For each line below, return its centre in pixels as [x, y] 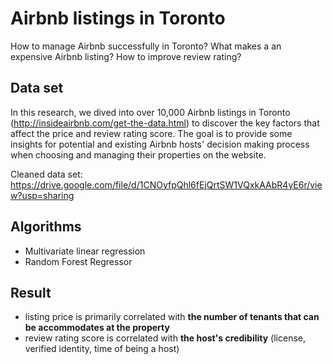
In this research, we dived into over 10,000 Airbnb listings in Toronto [150, 112]
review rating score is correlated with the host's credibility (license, [165, 338]
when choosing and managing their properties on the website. [138, 154]
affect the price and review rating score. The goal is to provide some [151, 133]
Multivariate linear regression [85, 251]
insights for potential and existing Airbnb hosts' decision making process [160, 144]
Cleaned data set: [46, 174]
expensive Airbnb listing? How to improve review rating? [126, 56]
